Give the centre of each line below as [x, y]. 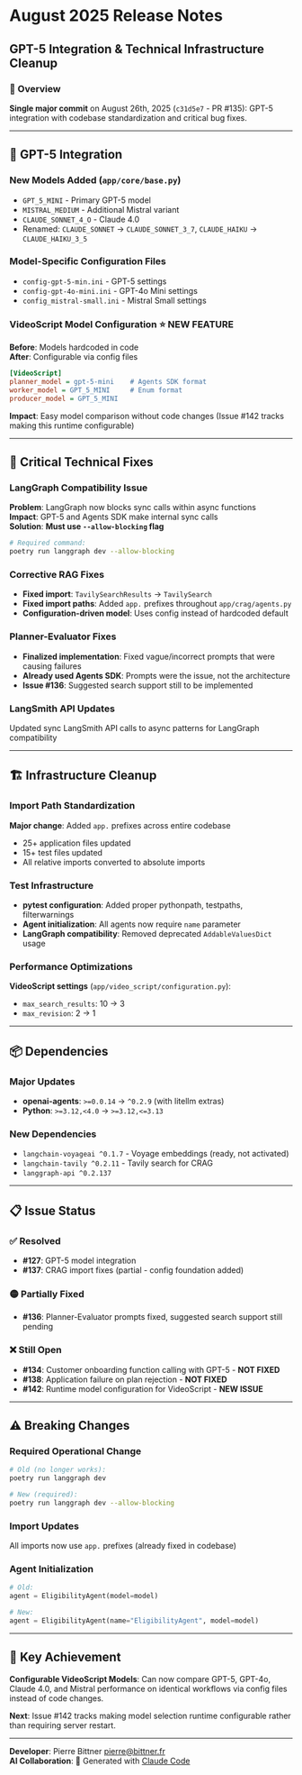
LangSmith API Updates [62, 709]
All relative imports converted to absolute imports [114, 862]
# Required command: [48, 543]
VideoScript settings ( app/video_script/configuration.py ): [120, 986]
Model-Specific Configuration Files [88, 261]
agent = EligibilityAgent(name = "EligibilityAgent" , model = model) [134, 1620]
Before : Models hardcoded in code [74, 347]
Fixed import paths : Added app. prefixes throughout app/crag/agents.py [157, 604]
